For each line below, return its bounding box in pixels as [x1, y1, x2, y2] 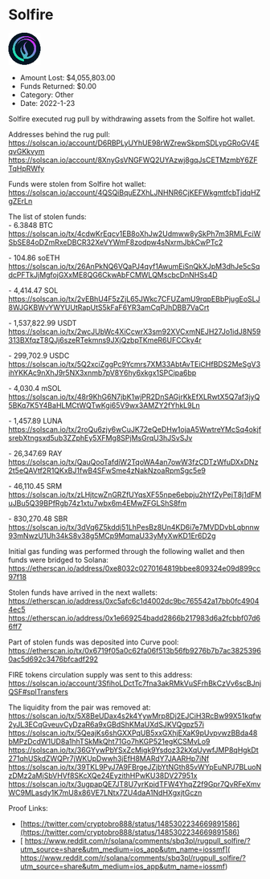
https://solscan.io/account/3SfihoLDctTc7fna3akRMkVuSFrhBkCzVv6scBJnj [8, 678, 262, 688]
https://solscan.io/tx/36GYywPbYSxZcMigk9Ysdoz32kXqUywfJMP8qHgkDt [8, 745, 259, 755]
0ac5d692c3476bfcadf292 [8, 654, 99, 664]
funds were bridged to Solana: [8, 555, 108, 564]
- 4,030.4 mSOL [8, 383, 62, 393]
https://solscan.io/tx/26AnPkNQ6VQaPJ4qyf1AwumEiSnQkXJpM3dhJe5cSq [8, 261, 260, 271]
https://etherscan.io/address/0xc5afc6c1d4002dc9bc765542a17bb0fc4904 [8, 596, 260, 605]
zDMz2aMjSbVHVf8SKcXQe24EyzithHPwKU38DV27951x [8, 771, 198, 780]
